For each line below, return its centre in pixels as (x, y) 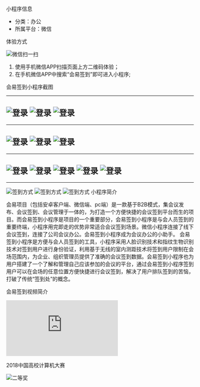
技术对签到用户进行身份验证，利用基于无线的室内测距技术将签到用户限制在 (97, 249)
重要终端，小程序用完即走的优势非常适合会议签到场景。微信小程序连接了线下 (100, 227)
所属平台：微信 (33, 29)
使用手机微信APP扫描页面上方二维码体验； (67, 67)
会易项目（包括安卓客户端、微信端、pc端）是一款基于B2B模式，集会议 (93, 205)
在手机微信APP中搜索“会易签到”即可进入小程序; (73, 74)
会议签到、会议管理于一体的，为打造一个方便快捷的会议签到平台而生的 (102, 212)
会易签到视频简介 (27, 292)
